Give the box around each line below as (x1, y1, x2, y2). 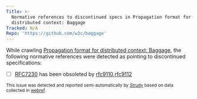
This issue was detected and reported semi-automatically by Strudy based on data (6, 82, 174, 88)
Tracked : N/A (6, 25, 38, 31)
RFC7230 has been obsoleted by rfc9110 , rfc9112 (14, 71, 133, 78)
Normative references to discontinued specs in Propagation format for (11, 14, 192, 20)
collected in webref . (6, 88, 46, 94)
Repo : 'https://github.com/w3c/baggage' (6, 31, 107, 37)
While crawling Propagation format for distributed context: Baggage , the (6, 47, 182, 54)
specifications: (6, 60, 42, 67)
